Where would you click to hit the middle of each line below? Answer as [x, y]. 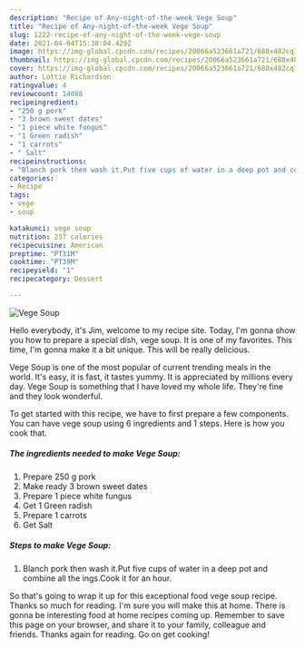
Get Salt [37, 525]
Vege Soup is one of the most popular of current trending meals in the [140, 367]
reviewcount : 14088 [46, 93]
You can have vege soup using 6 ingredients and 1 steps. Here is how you [147, 423]
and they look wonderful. [56, 396]
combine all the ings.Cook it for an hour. [97, 578]
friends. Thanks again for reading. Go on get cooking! [110, 634]
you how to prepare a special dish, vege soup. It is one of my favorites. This [151, 339]
